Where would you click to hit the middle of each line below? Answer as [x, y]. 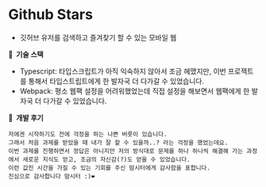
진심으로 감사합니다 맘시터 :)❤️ [52, 176]
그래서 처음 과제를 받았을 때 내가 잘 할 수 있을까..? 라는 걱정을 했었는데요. [118, 143]
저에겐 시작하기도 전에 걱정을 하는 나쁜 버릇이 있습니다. [88, 134]
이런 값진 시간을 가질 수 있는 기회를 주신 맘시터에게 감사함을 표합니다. [109, 168]
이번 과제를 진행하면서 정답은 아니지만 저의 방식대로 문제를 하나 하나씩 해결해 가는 [126, 151]
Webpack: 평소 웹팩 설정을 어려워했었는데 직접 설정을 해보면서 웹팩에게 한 [135, 91]
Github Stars [51, 15]
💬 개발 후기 [26, 117]
